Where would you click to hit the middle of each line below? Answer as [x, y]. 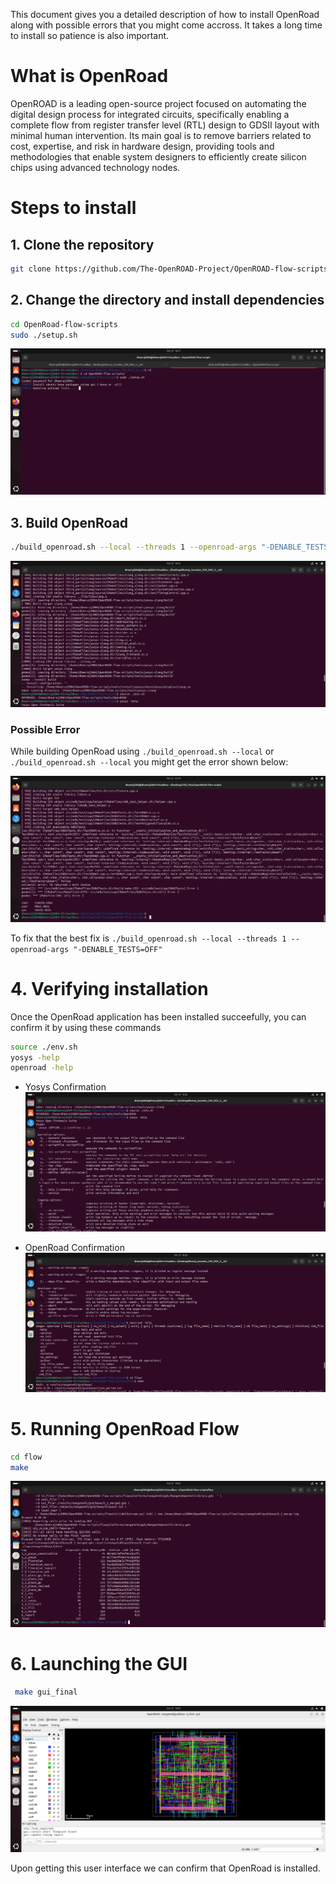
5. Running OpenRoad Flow [125, 1428]
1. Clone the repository [82, 244]
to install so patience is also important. [90, 35]
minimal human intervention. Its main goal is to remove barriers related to [161, 135]
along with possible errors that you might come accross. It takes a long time [166, 25]
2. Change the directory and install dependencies [167, 300]
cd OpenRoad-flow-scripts [64, 324]
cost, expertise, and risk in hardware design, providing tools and [142, 146]
